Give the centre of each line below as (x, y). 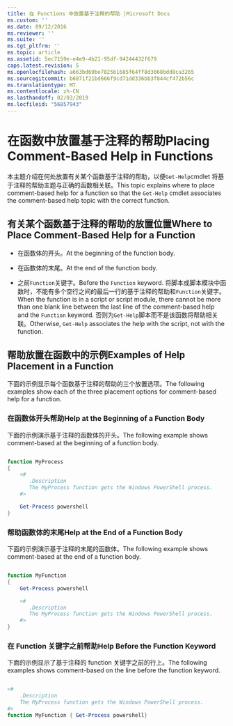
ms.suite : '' (26, 40)
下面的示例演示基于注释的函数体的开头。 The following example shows (108, 435)
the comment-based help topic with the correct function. (89, 200)
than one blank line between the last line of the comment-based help (116, 307)
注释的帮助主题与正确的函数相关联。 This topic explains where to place (114, 185)
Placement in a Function (61, 366)
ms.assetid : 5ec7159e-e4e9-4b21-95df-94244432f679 (82, 59)
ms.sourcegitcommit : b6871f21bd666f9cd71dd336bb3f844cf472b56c (101, 78)
